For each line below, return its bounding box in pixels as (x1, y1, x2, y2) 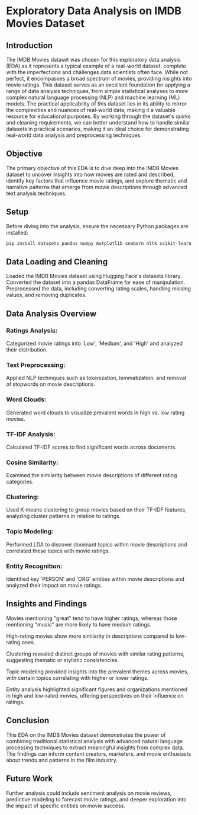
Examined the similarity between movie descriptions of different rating (6, 472, 177, 479)
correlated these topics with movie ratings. (6, 547, 111, 554)
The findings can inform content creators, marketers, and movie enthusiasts (6, 750, 191, 757)
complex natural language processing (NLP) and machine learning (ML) (6, 94, 180, 101)
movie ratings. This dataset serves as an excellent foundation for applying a (6, 81, 191, 88)
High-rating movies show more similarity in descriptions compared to (6, 632, 175, 640)
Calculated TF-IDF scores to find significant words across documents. (6, 443, 177, 450)
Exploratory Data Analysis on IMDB (6, 4, 182, 18)
